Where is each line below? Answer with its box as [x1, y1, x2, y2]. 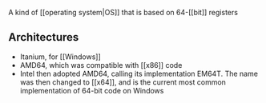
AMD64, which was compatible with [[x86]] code [19, 60, 183, 69]
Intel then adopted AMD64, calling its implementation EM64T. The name [19, 69, 259, 78]
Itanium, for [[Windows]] [19, 52, 102, 61]
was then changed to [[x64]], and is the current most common [19, 77, 227, 87]
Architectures [8, 30, 79, 44]
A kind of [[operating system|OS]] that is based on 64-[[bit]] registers [8, 8, 239, 17]
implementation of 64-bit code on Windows [19, 85, 164, 95]
